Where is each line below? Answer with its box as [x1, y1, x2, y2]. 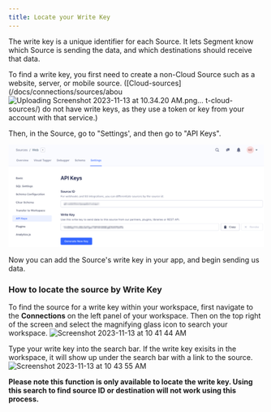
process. [8, 394, 39, 404]
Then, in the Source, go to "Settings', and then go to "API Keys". [8, 128, 222, 138]
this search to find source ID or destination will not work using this [8, 386, 237, 396]
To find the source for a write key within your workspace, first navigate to [8, 302, 254, 312]
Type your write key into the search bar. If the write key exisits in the [8, 344, 237, 353]
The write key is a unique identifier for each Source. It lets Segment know [8, 37, 254, 46]
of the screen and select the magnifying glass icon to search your [8, 319, 228, 329]
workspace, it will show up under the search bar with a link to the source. [8, 353, 253, 362]
